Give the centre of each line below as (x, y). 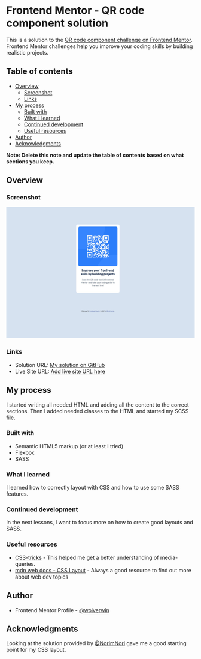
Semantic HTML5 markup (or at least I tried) (69, 446)
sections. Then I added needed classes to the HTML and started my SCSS (98, 411)
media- (169, 557)
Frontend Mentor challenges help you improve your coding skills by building (100, 46)
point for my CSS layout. (36, 650)
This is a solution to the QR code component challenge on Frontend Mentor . (99, 40)
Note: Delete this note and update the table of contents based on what (95, 155)
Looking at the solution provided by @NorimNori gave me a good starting (96, 643)
